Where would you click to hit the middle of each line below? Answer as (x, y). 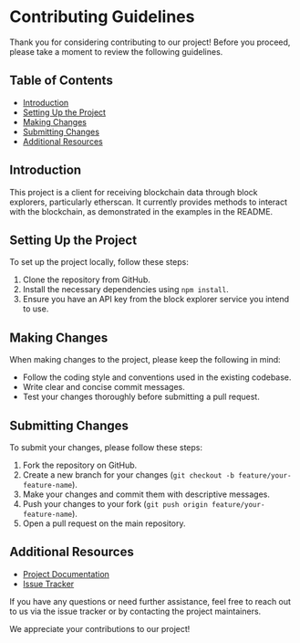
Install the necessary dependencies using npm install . (126, 290)
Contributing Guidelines (102, 17)
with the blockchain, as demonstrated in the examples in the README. (141, 211)
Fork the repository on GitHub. (80, 465)
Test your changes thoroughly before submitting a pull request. (141, 397)
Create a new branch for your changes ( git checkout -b (129, 475)
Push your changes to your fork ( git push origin (115, 504)
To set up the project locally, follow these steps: (99, 262)
